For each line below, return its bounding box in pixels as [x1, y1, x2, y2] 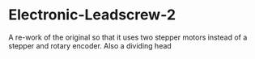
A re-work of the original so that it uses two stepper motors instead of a [8, 32, 248, 42]
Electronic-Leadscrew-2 [8, 6, 176, 24]
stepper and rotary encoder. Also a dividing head [8, 40, 172, 50]
